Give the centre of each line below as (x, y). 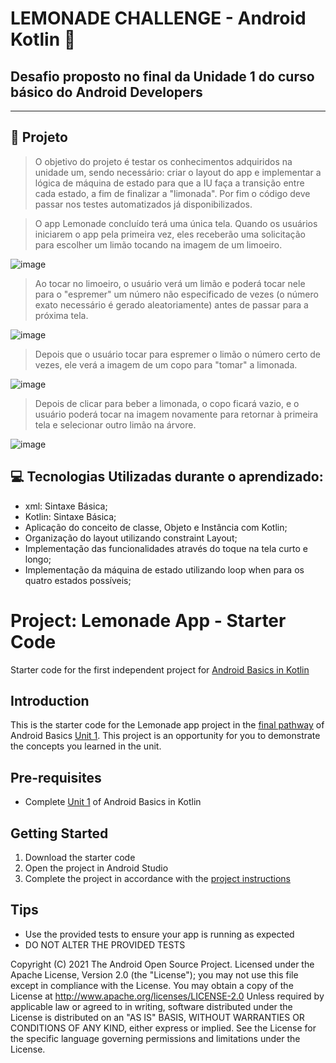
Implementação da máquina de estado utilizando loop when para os (164, 569)
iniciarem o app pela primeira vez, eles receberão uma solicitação (170, 234)
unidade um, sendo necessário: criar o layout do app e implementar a (178, 172)
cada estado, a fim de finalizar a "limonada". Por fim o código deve (172, 193)
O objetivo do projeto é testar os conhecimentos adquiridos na (163, 161)
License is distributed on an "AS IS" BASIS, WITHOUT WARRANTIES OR (157, 1017)
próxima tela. (61, 315)
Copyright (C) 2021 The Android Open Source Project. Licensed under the (162, 964)
